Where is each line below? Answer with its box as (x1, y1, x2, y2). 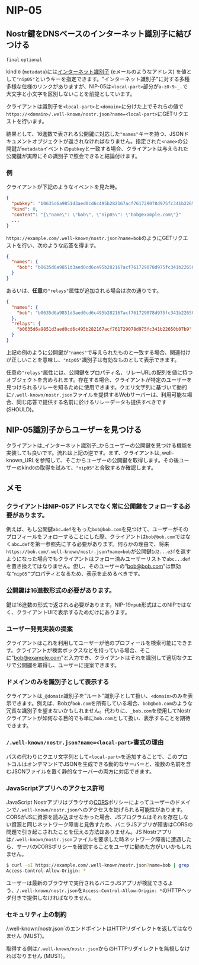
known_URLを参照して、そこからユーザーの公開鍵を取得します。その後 (6, 456, 179, 464)
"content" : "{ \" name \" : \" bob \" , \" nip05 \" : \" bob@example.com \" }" (11, 212, 182, 218)
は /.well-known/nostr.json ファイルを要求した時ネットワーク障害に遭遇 (6, 835, 182, 842)
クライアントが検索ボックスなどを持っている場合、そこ (15, 647, 150, 654)
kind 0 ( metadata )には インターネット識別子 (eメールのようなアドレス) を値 (6, 68, 187, 75)
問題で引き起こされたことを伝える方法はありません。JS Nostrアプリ (6, 828, 173, 835)
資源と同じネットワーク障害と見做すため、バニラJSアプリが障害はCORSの (11, 820, 193, 827)
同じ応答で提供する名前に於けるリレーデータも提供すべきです (16, 398, 167, 405)
